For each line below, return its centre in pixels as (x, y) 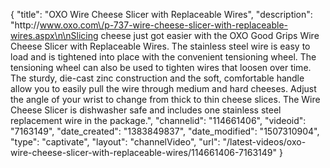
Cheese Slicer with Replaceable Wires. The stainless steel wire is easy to (160, 46)
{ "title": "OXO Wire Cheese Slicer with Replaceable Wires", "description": (161, 14)
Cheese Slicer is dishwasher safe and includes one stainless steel (146, 110)
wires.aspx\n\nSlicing (54, 35)
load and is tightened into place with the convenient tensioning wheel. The (163, 57)
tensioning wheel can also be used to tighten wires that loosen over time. (161, 67)
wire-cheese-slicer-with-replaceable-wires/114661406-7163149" (144, 152)
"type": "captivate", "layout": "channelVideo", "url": (115, 142)
